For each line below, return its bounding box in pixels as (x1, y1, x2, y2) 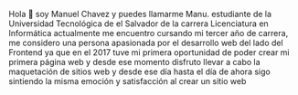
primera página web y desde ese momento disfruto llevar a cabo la (8, 57, 261, 67)
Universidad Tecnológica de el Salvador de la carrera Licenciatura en (8, 18, 269, 29)
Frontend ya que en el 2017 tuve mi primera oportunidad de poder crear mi (8, 47, 290, 58)
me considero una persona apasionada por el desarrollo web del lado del (8, 37, 284, 48)
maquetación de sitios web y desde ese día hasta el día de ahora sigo (8, 66, 271, 77)
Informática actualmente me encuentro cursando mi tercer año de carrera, (8, 28, 289, 38)
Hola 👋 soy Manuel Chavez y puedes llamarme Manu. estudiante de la (8, 9, 271, 19)
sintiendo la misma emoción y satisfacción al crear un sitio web (8, 76, 247, 86)
